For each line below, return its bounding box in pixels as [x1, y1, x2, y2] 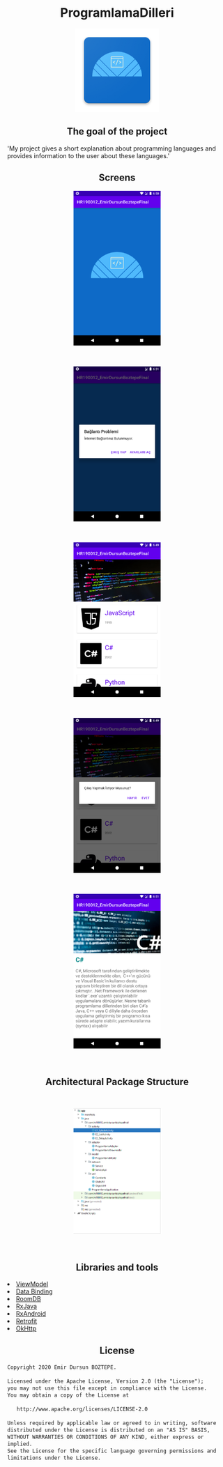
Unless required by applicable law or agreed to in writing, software [7, 1420, 217, 1427]
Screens [98, 172, 136, 184]
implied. [7, 1441, 33, 1447]
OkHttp [16, 1324, 37, 1332]
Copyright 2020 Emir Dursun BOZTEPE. [7, 1364, 117, 1371]
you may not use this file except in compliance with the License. [7, 1385, 208, 1392]
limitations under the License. [7, 1454, 101, 1461]
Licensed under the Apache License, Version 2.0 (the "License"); [7, 1378, 204, 1385]
